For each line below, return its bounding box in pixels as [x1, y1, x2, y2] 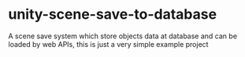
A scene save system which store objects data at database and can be [8, 31, 238, 41]
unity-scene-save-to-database [8, 5, 217, 23]
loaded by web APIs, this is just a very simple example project [8, 39, 209, 48]
